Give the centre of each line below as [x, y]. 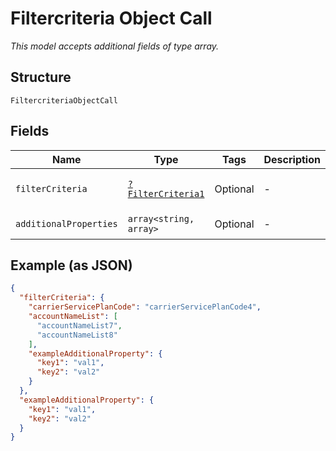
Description [292, 159]
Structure [41, 77]
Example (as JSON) [71, 265]
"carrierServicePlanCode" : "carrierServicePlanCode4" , [145, 307]
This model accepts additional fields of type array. [115, 46]
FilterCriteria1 [166, 193]
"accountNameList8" [77, 335]
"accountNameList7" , [79, 325]
